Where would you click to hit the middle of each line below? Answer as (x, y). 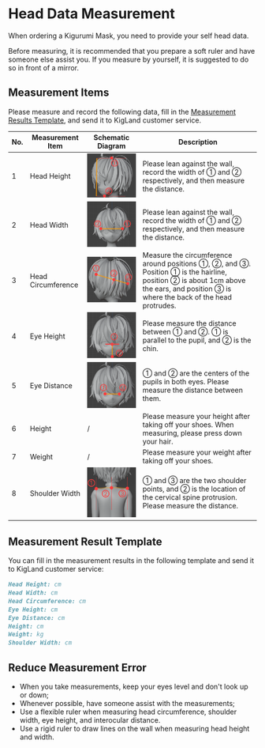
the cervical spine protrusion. (190, 497)
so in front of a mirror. (44, 67)
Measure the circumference (187, 255)
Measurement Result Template (85, 541)
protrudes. (159, 306)
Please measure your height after (196, 416)
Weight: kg (26, 635)
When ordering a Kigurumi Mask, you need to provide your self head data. (129, 36)
